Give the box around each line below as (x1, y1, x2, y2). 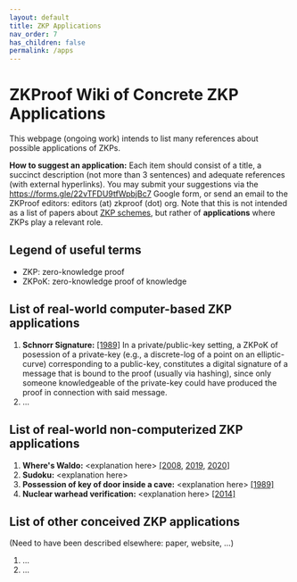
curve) (21, 358, 47, 369)
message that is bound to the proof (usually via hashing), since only (21, 368, 272, 378)
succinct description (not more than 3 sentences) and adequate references (9, 170, 285, 180)
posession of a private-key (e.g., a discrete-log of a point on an (21, 349, 256, 360)
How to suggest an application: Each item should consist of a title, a (9, 160, 262, 170)
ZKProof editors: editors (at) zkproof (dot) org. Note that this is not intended (9, 198, 288, 209)
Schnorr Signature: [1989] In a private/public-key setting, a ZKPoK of (21, 339, 279, 350)
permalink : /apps (9, 46, 74, 55)
